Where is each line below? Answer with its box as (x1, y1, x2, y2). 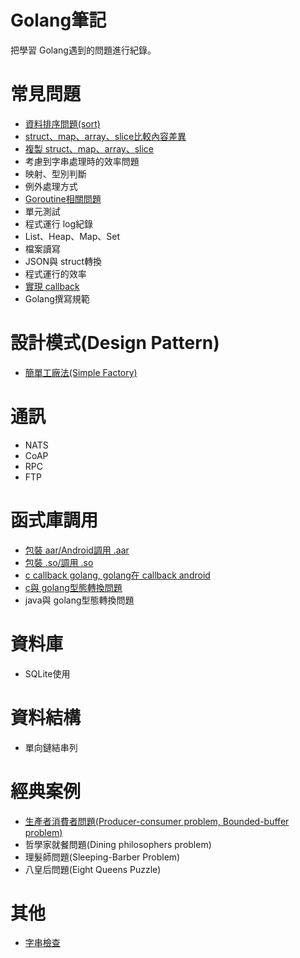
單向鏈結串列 (24, 741, 78, 753)
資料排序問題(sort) (24, 117, 101, 130)
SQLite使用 (24, 667, 71, 680)
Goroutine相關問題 (24, 192, 102, 205)
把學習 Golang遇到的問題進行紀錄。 (10, 44, 157, 56)
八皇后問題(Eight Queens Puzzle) (24, 863, 162, 875)
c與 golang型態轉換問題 (24, 581, 123, 593)
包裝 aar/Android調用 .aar (24, 544, 130, 556)
